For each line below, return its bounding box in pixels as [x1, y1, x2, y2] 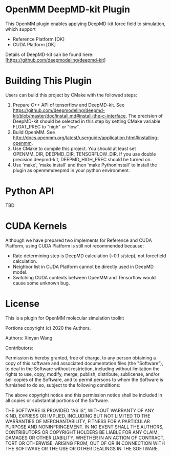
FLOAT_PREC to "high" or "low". [12, 123, 80, 129]
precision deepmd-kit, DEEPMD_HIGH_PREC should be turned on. [12, 156, 152, 162]
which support [5, 26, 36, 32]
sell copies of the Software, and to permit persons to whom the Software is [5, 376, 164, 383]
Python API [5, 185, 54, 197]
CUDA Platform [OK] [12, 41, 56, 47]
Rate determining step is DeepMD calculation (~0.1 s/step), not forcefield [12, 253, 166, 259]
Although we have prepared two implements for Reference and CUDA [5, 237, 152, 243]
